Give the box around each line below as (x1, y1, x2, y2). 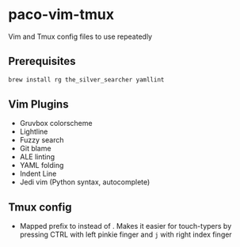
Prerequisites (8, 55, 76, 68)
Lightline (19, 127, 48, 136)
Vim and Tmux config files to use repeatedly (8, 32, 153, 41)
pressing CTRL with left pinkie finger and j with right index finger (19, 230, 232, 239)
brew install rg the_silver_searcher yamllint (8, 75, 165, 84)
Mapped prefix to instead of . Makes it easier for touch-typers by (19, 222, 232, 231)
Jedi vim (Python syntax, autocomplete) (19, 177, 150, 187)
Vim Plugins (8, 97, 69, 112)
